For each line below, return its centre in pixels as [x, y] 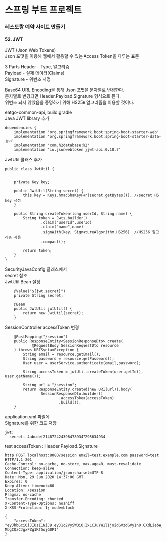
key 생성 [13, 201]
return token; [38, 251]
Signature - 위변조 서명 [28, 79]
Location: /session [25, 490]
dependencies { [21, 128]
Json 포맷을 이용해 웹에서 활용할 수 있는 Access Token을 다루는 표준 [72, 56]
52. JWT [14, 39]
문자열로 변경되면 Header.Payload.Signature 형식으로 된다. [63, 96]
